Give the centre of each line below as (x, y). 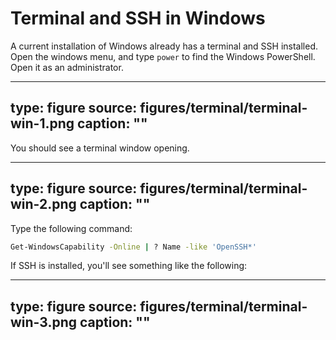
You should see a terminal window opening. (100, 148)
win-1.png (42, 123)
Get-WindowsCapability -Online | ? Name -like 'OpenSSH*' (133, 247)
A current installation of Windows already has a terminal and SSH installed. (164, 46)
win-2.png (43, 204)
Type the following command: (71, 228)
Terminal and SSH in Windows (138, 18)
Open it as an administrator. (67, 67)
